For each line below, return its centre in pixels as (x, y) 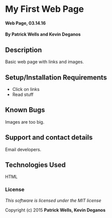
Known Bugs (25, 110)
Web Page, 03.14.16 (25, 23)
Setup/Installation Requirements (56, 77)
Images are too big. (25, 122)
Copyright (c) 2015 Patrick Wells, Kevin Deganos (56, 210)
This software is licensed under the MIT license (53, 200)
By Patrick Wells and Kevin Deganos (43, 34)
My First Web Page (44, 9)
